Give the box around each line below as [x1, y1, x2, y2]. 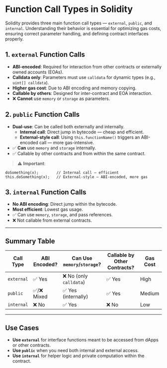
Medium [140, 290, 160, 297]
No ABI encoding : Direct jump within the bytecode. [12, 201, 117, 207]
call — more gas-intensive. [39, 139, 94, 145]
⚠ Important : [17, 160, 46, 166]
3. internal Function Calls [5, 188, 86, 196]
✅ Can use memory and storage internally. [12, 145, 96, 151]
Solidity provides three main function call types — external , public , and [5, 20, 153, 26]
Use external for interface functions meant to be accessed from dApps [12, 337, 159, 343]
